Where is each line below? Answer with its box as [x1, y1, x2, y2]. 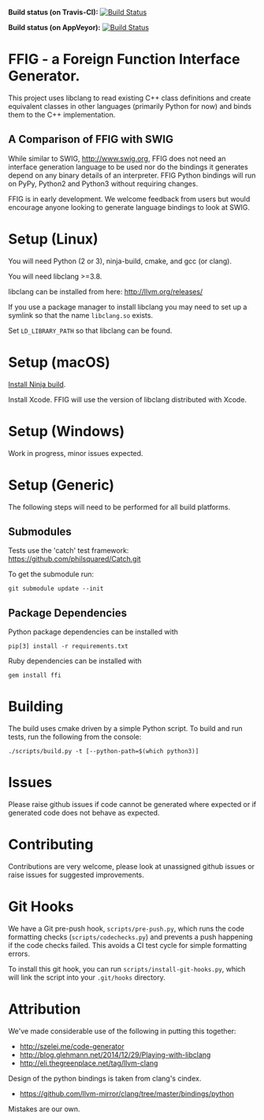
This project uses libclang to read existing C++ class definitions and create [8, 93, 251, 103]
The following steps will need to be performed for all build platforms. [8, 502, 231, 512]
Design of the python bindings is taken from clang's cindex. [8, 1073, 202, 1083]
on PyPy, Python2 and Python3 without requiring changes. [8, 178, 199, 189]
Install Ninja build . [8, 379, 66, 389]
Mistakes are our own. [8, 1104, 80, 1114]
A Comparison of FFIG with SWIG [8, 133, 173, 146]
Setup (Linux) [8, 230, 99, 248]
